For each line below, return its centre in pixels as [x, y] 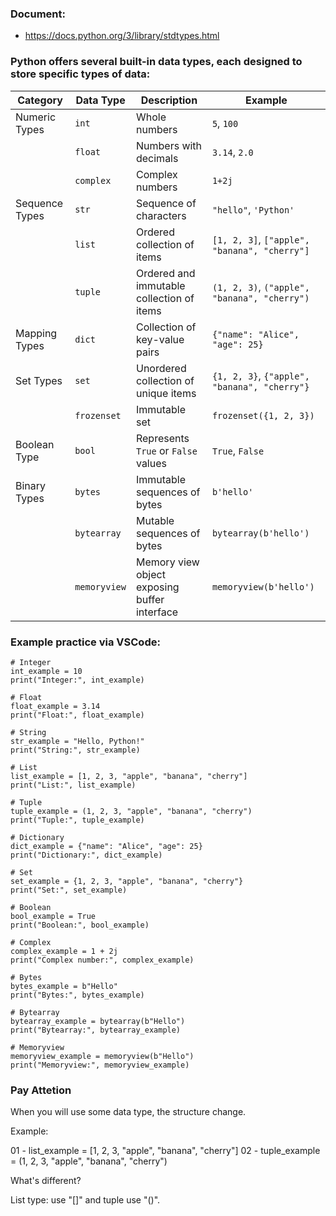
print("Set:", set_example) [69, 890]
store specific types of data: [80, 74]
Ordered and [165, 273]
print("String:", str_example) [75, 750]
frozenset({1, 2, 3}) [263, 415]
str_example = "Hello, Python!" [77, 741]
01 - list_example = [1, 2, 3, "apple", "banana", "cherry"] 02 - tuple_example [165, 1151]
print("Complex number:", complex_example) [102, 960]
